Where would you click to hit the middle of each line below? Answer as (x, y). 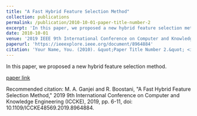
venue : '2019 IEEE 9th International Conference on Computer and (87, 39)
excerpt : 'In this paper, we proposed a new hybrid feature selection (94, 28)
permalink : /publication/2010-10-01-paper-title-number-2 (78, 22)
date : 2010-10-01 (27, 33)
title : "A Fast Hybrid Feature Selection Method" (68, 11)
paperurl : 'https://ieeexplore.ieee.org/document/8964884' (80, 45)
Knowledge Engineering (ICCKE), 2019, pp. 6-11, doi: (69, 101)
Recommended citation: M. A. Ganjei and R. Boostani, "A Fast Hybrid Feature (98, 89)
